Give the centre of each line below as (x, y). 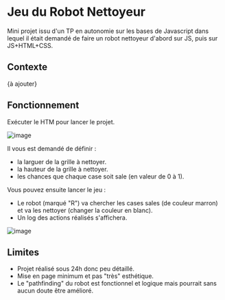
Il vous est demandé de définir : (52, 148)
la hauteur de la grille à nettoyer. (62, 169)
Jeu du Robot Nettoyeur (76, 12)
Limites (23, 252)
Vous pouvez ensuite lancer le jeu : (57, 189)
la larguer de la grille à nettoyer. (62, 161)
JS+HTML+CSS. (30, 45)
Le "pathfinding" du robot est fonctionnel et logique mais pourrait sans (117, 284)
